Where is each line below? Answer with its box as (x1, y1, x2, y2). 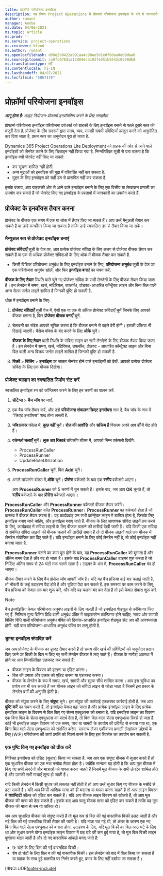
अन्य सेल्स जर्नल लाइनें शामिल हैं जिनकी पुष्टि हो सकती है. (5, 288, 92, 293)
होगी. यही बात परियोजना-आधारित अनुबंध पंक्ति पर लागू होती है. (5, 623, 100, 629)
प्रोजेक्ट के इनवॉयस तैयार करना (5, 204, 75, 213)
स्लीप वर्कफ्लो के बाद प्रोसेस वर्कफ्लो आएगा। (12, 492, 79, 498)
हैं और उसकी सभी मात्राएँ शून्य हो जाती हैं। (5, 771, 69, 778)
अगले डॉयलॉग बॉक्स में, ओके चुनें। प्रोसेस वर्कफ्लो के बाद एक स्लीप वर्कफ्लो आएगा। (12, 477, 137, 483)
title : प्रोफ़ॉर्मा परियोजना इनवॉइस (5, 7, 56, 12)
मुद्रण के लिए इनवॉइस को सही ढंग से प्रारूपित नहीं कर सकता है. (12, 175, 107, 180)
